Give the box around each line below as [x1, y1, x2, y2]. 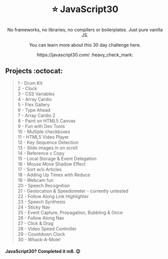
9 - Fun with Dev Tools [17, 123, 65, 129]
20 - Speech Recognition [17, 183, 70, 188]
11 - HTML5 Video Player [17, 134, 69, 140]
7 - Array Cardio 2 [17, 112, 56, 118]
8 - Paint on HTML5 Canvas [17, 118, 76, 124]
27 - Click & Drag [17, 220, 54, 226]
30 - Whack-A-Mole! [17, 237, 61, 242]
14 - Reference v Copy [17, 150, 65, 156]
